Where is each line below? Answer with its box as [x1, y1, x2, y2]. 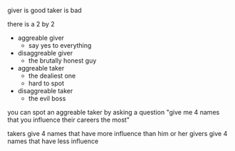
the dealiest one [28, 71, 76, 80]
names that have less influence [7, 137, 99, 145]
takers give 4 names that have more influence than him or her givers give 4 [7, 130, 228, 137]
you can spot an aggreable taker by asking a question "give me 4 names [7, 108, 220, 116]
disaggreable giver [17, 49, 73, 57]
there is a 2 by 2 [7, 20, 55, 28]
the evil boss [28, 94, 66, 103]
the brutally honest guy [28, 56, 97, 65]
